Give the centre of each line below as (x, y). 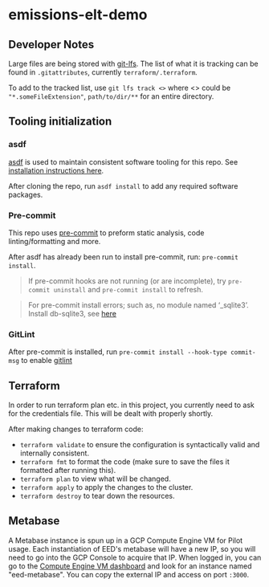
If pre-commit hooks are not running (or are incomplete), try (127, 281)
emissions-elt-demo (78, 15)
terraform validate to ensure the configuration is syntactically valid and (140, 445)
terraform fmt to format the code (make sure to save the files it (125, 462)
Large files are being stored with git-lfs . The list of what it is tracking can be (133, 63)
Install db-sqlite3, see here (72, 313)
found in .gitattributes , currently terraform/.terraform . (103, 72)
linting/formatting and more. (55, 241)
